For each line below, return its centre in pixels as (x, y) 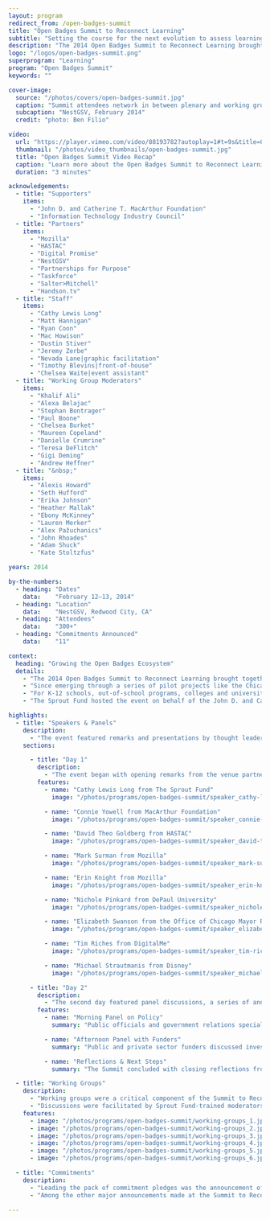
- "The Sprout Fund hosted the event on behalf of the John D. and (138, 701)
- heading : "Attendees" (55, 619)
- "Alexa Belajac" (60, 403)
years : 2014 (28, 568)
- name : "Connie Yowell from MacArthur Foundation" (132, 812)
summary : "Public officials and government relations (143, 1025)
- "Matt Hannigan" (60, 321)
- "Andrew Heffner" (62, 463)
